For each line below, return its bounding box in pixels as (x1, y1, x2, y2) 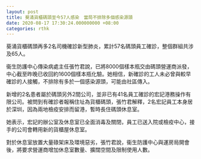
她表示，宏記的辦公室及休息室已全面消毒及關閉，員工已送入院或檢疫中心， (6, 118, 190, 126)
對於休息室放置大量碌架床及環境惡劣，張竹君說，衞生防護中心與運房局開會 (6, 139, 190, 146)
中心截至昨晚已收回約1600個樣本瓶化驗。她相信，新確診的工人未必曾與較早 (6, 70, 191, 78)
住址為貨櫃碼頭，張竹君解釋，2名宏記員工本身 (74, 98, 188, 106)
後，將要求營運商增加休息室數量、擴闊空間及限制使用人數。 (6, 146, 153, 154)
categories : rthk (6, 25, 50, 32)
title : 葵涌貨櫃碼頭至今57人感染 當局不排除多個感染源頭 (6, 14, 133, 20)
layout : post (6, 8, 39, 15)
